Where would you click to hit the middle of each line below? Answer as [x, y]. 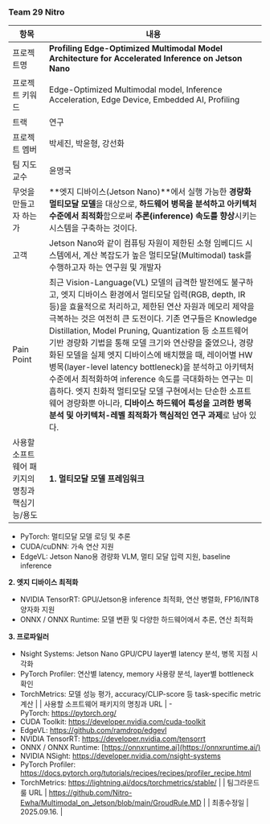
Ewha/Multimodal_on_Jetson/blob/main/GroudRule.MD [111, 803]
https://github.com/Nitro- [90, 793]
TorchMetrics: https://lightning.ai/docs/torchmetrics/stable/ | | [123, 783]
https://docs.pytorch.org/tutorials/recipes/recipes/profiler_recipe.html [135, 773]
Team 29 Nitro [37, 12]
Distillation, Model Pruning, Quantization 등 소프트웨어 [149, 331]
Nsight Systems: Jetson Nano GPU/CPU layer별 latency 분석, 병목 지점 [135, 654]
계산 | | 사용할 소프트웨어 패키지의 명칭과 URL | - [96, 704]
